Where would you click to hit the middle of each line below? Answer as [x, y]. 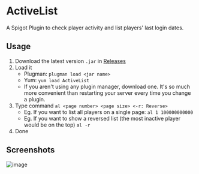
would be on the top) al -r [57, 125]
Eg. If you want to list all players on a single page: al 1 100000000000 [108, 112]
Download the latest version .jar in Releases [70, 61]
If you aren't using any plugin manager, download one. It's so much [107, 86]
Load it [23, 67]
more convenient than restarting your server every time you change [107, 93]
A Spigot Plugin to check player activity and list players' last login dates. [95, 28]
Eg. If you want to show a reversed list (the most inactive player [102, 118]
